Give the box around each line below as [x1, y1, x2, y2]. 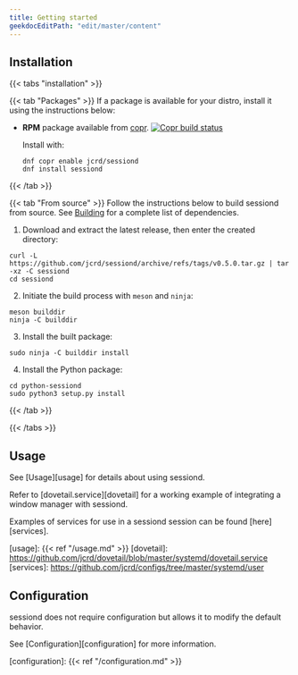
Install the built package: [21, 332, 113, 342]
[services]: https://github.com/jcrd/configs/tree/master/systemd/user [9, 562, 265, 573]
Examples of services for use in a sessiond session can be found [9, 516, 248, 527]
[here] [249, 516, 272, 527]
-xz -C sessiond [9, 267, 70, 276]
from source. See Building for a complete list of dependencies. [9, 207, 239, 218]
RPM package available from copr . [21, 122, 150, 133]
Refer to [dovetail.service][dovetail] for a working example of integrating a [9, 489, 281, 501]
